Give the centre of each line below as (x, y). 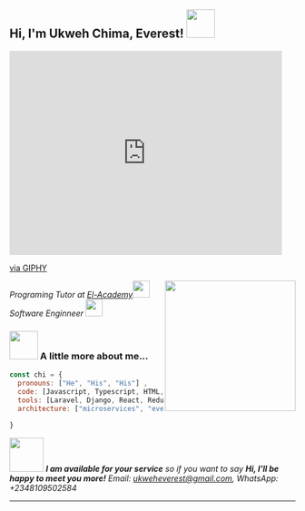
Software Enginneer (47, 313)
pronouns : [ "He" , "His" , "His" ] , (83, 383)
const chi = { (36, 375)
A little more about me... (94, 356)
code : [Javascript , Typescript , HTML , (91, 391)
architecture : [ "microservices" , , (113, 408)
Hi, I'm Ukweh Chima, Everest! (97, 34)
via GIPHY (29, 268)
